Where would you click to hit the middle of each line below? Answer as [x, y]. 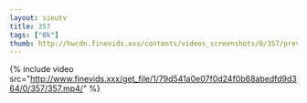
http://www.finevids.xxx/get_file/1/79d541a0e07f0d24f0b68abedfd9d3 [164, 79]
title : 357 [30, 26]
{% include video [42, 69]
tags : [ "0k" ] [34, 35]
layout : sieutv [38, 18]
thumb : [22, 43]
